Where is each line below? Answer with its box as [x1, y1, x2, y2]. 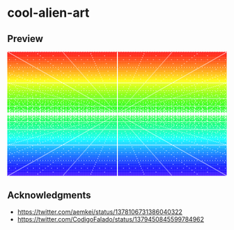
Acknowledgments [7, 189, 92, 201]
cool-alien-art [7, 5, 90, 21]
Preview [7, 33, 44, 45]
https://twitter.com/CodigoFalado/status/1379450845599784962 [17, 215, 204, 224]
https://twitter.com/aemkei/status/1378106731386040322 [17, 208, 183, 216]
